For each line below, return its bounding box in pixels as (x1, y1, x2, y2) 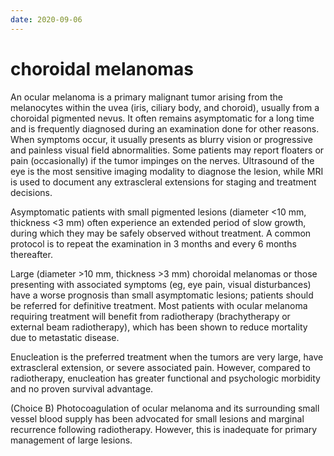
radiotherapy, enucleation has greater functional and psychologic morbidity (10, 372, 321, 384)
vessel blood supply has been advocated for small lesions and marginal (10, 412, 305, 425)
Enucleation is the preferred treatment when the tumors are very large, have (10, 351, 324, 363)
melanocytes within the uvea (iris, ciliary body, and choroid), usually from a (10, 101, 320, 113)
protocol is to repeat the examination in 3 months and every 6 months (10, 237, 297, 250)
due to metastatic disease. (10, 331, 120, 343)
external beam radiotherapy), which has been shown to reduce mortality (10, 321, 308, 333)
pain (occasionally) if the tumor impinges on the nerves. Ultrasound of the (10, 154, 315, 166)
